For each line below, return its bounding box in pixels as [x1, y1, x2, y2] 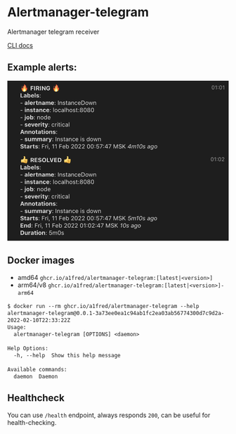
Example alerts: [7, 61, 77, 74]
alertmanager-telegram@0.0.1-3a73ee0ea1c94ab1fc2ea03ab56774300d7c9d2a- [7, 309, 225, 317]
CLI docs [7, 41, 34, 49]
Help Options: [7, 345, 49, 352]
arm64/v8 [17, 281, 47, 289]
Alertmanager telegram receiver [7, 27, 100, 36]
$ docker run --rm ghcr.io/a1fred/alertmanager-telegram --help [7, 302, 199, 309]
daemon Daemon [13, 373, 58, 380]
